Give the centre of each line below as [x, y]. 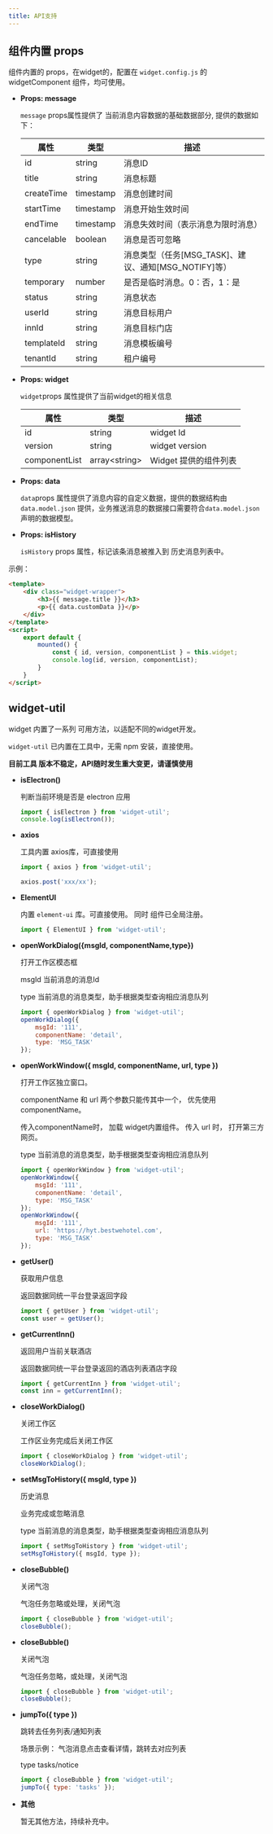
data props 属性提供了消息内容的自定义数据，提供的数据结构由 [123, 498]
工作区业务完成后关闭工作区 [67, 1441]
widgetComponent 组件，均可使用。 [69, 82]
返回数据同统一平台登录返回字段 [74, 1295]
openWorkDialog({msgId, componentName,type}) [107, 945]
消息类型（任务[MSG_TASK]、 [180, 255]
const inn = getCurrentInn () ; [71, 1391]
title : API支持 [33, 16]
